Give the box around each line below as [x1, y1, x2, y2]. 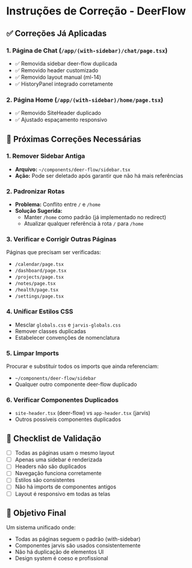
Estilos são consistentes [14, 476, 75, 484]
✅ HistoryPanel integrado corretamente [14, 80, 113, 87]
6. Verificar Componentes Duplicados [6, 396, 119, 404]
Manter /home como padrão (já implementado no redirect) [23, 214, 167, 221]
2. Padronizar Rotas [6, 187, 65, 195]
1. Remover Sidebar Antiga [6, 152, 85, 160]
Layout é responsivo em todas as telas [14, 490, 111, 498]
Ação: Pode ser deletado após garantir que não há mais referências [14, 172, 184, 179]
